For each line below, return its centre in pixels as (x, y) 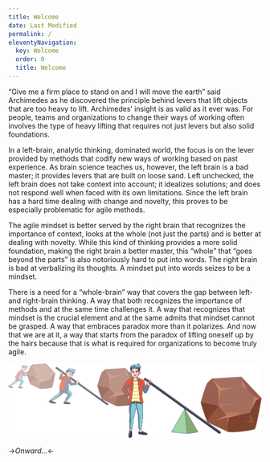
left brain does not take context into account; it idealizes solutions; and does (135, 184)
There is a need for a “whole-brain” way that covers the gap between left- (131, 292)
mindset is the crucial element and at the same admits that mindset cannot (132, 317)
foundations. (29, 134)
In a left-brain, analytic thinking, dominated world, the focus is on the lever (131, 149)
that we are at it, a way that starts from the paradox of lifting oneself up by (131, 334)
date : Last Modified (43, 25)
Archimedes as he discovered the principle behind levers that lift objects (128, 100)
